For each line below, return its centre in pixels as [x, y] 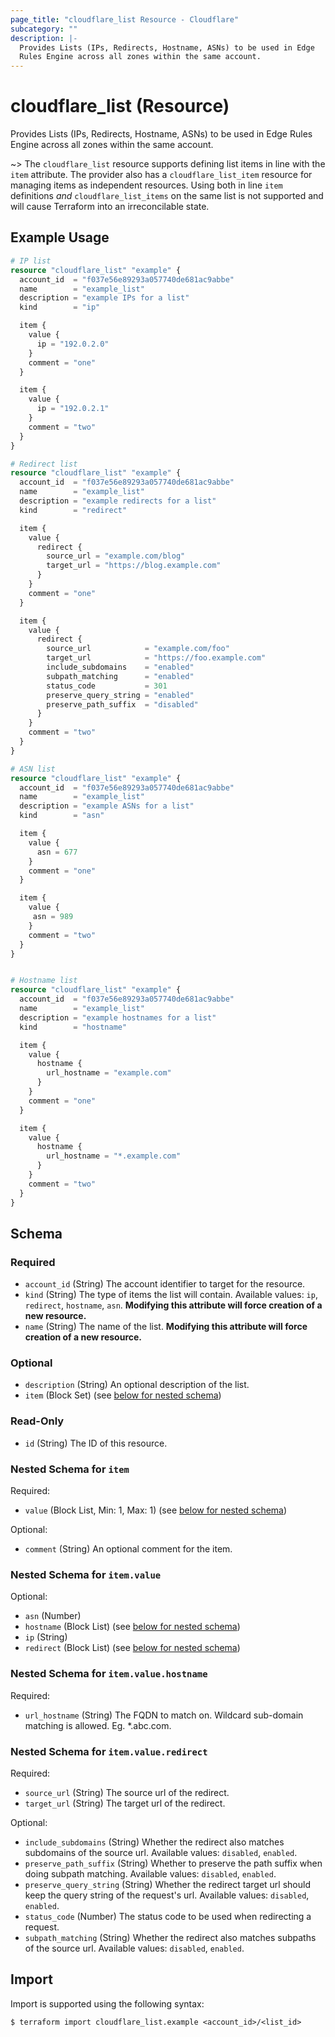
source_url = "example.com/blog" [116, 556]
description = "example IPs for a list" [104, 298]
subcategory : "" [44, 29]
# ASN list [33, 769]
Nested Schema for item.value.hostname [109, 1674]
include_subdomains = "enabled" [120, 667]
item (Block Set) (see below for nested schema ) [123, 1395]
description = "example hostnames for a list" [118, 1017]
